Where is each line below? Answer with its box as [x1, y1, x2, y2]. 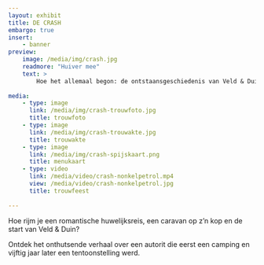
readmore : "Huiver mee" [22, 63, 101, 71]
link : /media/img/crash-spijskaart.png [28, 150, 159, 158]
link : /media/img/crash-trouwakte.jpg [28, 128, 156, 136]
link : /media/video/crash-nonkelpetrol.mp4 [28, 172, 174, 181]
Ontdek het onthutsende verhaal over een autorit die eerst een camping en [8, 239, 250, 248]
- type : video [22, 165, 68, 173]
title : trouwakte [28, 135, 86, 144]
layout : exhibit [8, 11, 61, 20]
